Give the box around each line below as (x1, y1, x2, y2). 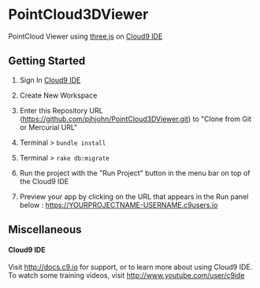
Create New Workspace (19, 90, 98, 100)
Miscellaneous (8, 223, 82, 237)
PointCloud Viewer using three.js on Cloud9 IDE (8, 31, 163, 41)
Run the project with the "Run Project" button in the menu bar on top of (19, 168, 251, 178)
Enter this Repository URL (19, 105, 104, 115)
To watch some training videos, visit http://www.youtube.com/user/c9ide (8, 271, 245, 280)
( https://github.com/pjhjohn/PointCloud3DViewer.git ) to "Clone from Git (19, 114, 252, 124)
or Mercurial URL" (19, 122, 78, 131)
